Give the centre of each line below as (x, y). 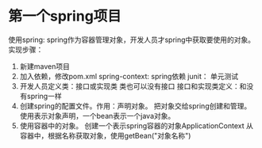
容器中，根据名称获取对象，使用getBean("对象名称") (105, 135)
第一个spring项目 (65, 16)
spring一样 (44, 96)
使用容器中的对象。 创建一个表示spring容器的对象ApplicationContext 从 (137, 125)
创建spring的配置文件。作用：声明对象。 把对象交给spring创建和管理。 (135, 106)
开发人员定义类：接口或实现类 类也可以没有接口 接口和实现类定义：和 (133, 86)
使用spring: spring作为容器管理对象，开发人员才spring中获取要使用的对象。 (132, 40)
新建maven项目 (44, 66)
